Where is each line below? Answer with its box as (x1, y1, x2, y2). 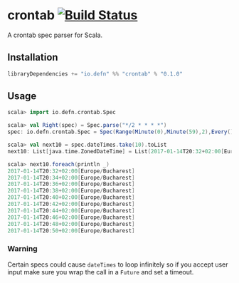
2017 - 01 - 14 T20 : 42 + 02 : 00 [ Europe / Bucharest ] (7, 200, 135, 208)
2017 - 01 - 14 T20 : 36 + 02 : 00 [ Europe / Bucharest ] (7, 180, 135, 188)
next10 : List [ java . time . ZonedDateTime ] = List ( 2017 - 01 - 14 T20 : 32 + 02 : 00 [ (7, 148, 225, 155)
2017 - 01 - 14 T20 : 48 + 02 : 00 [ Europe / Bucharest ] (7, 220, 135, 227)
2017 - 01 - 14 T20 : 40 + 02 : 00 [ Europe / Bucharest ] (7, 194, 135, 201)
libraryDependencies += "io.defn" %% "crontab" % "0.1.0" (7, 70, 183, 78)
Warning (7, 244, 38, 254)
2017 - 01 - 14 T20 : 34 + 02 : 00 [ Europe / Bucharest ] (7, 174, 135, 181)
